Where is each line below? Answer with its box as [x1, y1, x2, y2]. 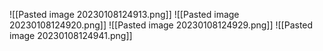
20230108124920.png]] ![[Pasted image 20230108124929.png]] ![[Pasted [9, 19, 314, 31]
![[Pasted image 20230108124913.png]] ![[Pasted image [9, 9, 240, 20]
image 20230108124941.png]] [9, 30, 133, 41]
